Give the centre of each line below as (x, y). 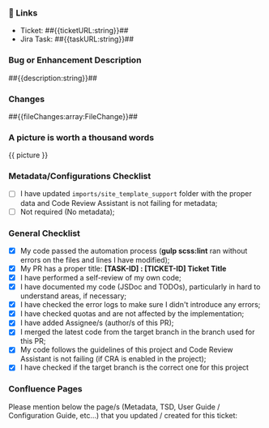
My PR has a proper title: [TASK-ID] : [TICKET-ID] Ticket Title (123, 268)
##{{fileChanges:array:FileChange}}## (73, 116)
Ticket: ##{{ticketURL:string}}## (74, 31)
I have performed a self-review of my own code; (100, 278)
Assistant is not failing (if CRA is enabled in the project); (113, 359)
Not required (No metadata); (67, 212)
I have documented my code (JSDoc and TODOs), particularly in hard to (140, 287)
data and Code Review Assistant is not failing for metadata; (119, 203)
